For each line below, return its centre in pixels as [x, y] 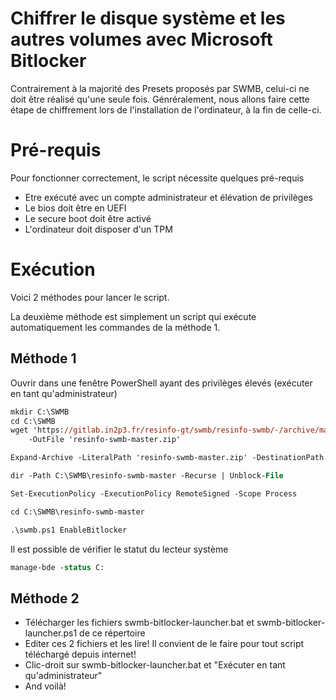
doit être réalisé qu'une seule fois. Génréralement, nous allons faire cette [160, 99]
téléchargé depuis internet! [80, 654]
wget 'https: [37, 430]
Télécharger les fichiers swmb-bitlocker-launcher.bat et [139, 623]
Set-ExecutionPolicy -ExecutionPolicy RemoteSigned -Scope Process [154, 493]
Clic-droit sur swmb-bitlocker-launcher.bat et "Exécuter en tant [155, 665]
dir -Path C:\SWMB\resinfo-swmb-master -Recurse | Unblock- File [147, 476]
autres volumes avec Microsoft [141, 39]
